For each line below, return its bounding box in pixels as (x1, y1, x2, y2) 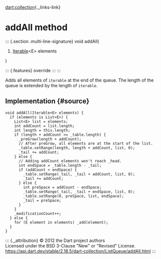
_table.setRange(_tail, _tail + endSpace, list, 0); (23, 189, 135, 194)
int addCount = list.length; (14, 123, 75, 128)
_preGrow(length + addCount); (18, 136, 81, 142)
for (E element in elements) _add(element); (14, 220, 108, 225)
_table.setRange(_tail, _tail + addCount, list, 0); (23, 171, 135, 177)
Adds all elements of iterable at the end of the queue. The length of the (5, 77, 154, 83)
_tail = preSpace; (23, 198, 61, 203)
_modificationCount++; (14, 211, 61, 216)
